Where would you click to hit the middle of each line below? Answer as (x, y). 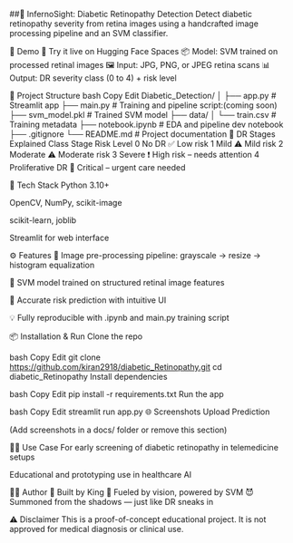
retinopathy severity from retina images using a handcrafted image (134, 24)
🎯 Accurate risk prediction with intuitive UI (88, 300)
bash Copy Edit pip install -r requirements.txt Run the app (117, 394)
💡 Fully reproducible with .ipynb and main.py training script (119, 318)
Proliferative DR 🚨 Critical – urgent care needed (98, 167)
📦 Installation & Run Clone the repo (76, 336)
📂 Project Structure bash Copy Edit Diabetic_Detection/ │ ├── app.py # (143, 96)
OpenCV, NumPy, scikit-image (66, 203)
